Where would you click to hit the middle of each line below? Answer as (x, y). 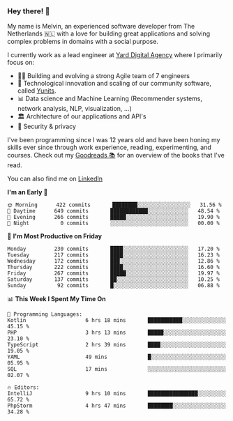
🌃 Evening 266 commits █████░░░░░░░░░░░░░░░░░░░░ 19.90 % (113, 217)
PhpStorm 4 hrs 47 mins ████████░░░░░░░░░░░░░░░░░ (117, 406)
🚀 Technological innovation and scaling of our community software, (114, 84)
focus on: (21, 63)
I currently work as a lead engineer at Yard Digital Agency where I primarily (115, 55)
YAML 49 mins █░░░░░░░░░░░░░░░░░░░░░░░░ (117, 357)
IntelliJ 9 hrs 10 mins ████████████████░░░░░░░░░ (117, 394)
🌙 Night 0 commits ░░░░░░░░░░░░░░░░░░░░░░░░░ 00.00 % (113, 223)
